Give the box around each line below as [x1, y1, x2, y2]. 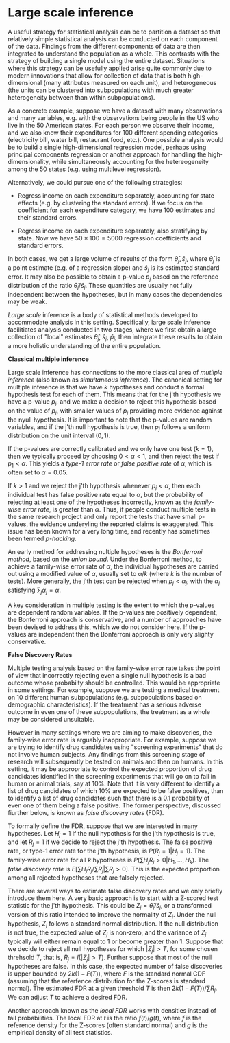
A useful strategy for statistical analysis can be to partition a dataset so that [8, 27, 221, 36]
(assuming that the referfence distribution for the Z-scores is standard [8, 977, 206, 985]
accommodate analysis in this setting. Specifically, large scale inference [8, 318, 211, 327]
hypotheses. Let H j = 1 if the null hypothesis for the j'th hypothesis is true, [8, 829, 216, 839]
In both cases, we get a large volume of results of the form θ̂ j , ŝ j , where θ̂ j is [8, 254, 221, 264]
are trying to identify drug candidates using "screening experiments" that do [8, 743, 223, 751]
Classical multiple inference [8, 355, 90, 363]
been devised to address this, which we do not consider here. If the [8, 623, 198, 631]
